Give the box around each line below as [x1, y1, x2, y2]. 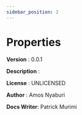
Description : [6, 67, 40, 75]
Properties [6, 35, 61, 49]
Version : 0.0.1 [6, 56, 43, 63]
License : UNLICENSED [6, 79, 66, 86]
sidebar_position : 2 [6, 9, 59, 15]
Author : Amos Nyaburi [6, 91, 65, 98]
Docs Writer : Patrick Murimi [6, 103, 77, 110]
